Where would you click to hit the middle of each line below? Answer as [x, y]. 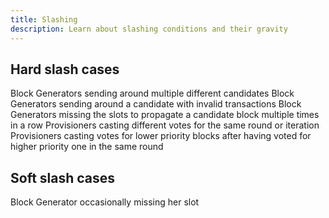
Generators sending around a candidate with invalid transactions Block [156, 104]
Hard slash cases [65, 69]
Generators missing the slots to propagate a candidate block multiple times [165, 115]
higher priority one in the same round [87, 147]
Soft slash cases [63, 177]
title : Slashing [44, 19]
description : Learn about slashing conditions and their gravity [149, 29]
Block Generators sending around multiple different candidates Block [152, 93]
